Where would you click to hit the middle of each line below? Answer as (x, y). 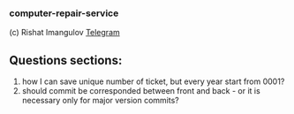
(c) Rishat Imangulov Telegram (65, 33)
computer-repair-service (64, 13)
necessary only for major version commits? (100, 101)
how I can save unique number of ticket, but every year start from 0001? (153, 81)
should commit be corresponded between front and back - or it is (141, 91)
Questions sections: (66, 60)
